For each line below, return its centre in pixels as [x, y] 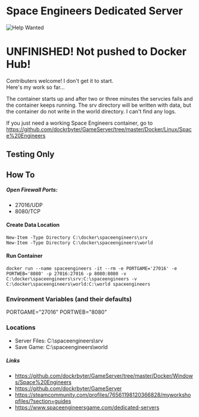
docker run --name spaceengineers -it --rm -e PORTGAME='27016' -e [92, 269]
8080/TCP [27, 211]
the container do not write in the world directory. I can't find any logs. [91, 111]
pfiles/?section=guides [43, 401]
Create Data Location [33, 225]
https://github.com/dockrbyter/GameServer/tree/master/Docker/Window [104, 376]
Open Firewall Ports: [32, 190]
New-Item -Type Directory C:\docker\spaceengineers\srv [77, 237]
